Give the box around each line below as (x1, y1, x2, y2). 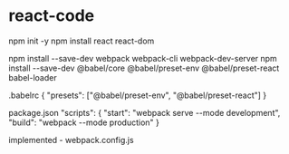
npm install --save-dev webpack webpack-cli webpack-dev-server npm (8, 53, 277, 63)
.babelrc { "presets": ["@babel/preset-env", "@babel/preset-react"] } (8, 90, 267, 101)
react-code (8, 5, 95, 26)
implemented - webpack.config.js (8, 134, 134, 145)
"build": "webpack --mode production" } (8, 117, 159, 128)
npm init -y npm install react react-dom (8, 35, 155, 46)
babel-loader (8, 72, 57, 82)
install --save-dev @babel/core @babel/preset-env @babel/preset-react (8, 63, 280, 73)
